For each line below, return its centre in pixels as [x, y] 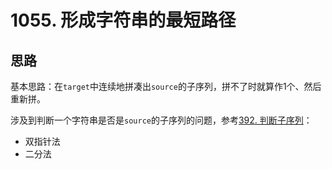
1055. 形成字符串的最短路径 [123, 20]
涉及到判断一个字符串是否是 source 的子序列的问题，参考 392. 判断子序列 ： [161, 120]
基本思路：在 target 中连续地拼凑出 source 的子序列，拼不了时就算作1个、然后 [166, 86]
